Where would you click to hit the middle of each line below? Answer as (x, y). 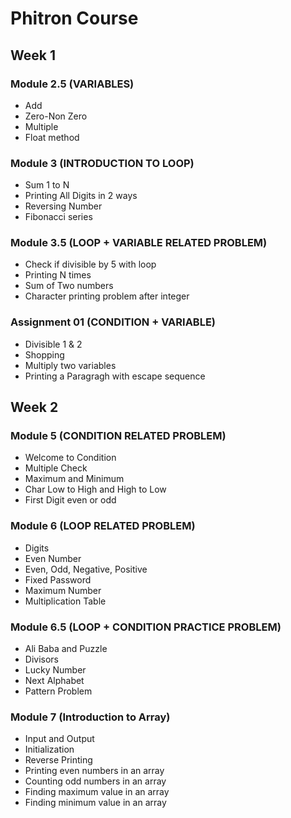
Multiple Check (56, 468)
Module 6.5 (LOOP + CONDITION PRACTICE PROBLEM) (146, 627)
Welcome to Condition (70, 458)
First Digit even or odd (70, 500)
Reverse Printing (58, 760)
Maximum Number (63, 590)
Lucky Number (55, 670)
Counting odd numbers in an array (95, 781)
